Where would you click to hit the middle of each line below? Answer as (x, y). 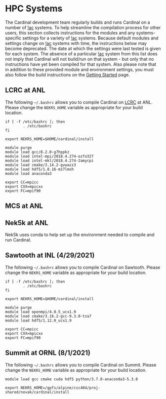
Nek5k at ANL (27, 223)
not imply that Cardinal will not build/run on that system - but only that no (80, 59)
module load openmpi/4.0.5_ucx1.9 (41, 312)
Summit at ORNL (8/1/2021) (48, 353)
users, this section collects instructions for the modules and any (70, 33)
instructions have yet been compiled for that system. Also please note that (81, 64)
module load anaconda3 (28, 173)
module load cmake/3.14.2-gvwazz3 (41, 165)
